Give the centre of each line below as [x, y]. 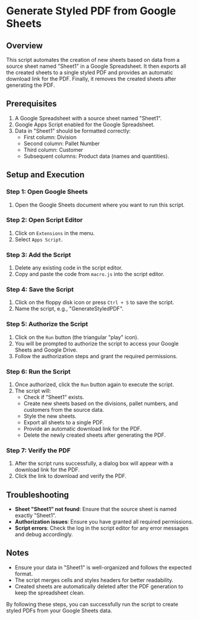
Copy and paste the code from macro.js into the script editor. [89, 274]
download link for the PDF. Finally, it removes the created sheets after [91, 79]
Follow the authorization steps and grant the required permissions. [96, 356]
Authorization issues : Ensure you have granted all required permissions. [104, 522]
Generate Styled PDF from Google [91, 11]
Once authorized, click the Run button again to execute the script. [94, 384]
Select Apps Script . [39, 239]
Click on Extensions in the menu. [55, 233]
